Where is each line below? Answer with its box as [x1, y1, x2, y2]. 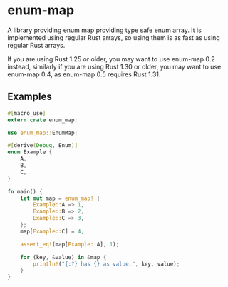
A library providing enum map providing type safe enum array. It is [7, 26, 202, 34]
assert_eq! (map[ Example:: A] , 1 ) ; [20, 241, 120, 248]
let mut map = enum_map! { [20, 195, 100, 202]
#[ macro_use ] [7, 109, 46, 116]
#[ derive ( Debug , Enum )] [7, 142, 78, 149]
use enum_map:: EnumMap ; [7, 129, 78, 136]
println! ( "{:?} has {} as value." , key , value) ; [33, 260, 180, 268]
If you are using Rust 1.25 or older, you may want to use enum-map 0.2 [7, 54, 215, 63]
